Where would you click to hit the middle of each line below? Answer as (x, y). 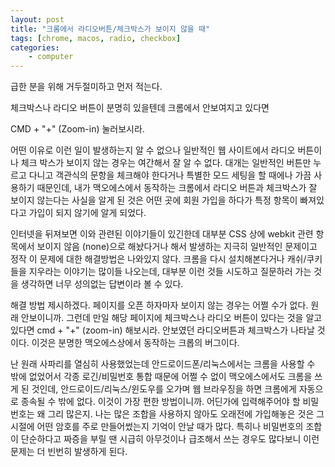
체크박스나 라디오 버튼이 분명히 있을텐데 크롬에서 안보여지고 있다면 (140, 108)
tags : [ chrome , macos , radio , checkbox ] (96, 38)
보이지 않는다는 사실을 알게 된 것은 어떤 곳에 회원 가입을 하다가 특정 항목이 (154, 200)
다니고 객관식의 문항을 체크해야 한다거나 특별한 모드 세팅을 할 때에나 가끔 (170, 175)
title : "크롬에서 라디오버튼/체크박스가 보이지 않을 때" (110, 29)
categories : (35, 47)
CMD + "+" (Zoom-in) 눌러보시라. (77, 129)
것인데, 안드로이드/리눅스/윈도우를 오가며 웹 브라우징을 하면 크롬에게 (164, 389)
